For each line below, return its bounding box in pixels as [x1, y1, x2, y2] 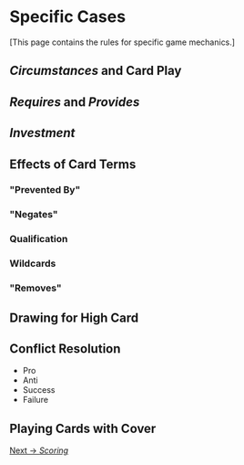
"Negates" [9, 208, 58, 221]
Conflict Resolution [9, 341, 121, 356]
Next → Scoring [9, 445, 69, 456]
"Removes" [9, 281, 62, 294]
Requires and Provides [9, 94, 140, 110]
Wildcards [9, 258, 56, 270]
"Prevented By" [9, 184, 81, 196]
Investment [9, 125, 76, 141]
